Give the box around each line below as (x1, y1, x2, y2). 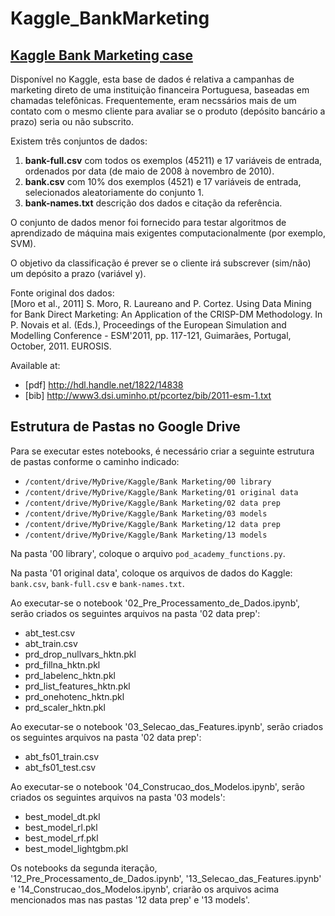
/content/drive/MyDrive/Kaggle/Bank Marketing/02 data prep (24, 498, 281, 508)
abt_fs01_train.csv (24, 750, 100, 762)
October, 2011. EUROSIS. (10, 340, 112, 352)
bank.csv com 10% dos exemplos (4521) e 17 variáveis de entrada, (24, 176, 302, 187)
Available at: (10, 360, 61, 371)
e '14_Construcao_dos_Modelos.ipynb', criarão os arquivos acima (10, 883, 280, 895)
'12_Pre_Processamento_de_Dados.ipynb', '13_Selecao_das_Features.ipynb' (10, 872, 322, 884)
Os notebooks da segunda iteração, (10, 862, 158, 874)
